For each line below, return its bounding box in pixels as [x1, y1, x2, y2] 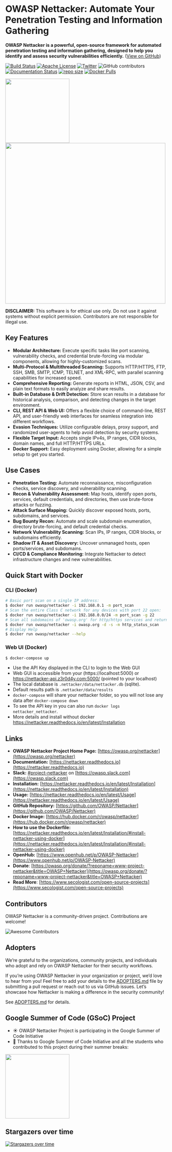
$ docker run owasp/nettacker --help [5, 632, 86, 637]
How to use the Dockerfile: [12, 824, 71, 831]
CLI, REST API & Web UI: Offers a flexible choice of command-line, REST [12, 407, 166, 413]
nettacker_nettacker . [12, 708, 58, 715]
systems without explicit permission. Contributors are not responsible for [5, 313, 159, 319]
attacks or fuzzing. [12, 501, 53, 508]
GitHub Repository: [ [12, 803, 58, 809]
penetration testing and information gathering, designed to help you [5, 47, 154, 53]
